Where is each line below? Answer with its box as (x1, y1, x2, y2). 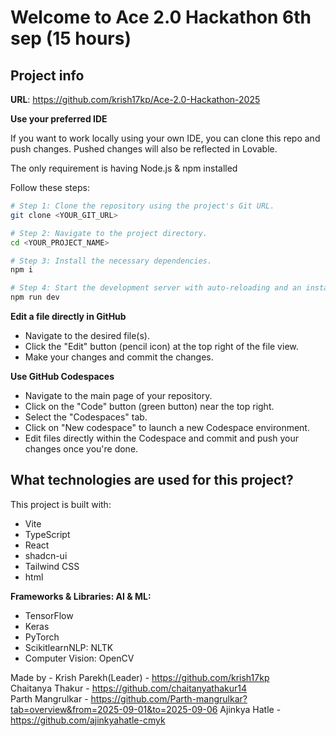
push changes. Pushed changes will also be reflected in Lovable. (10, 143, 278, 155)
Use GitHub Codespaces (10, 371, 115, 382)
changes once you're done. (24, 443, 139, 455)
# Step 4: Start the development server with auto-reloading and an (10, 283, 302, 293)
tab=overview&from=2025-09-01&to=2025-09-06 (10, 703, 218, 715)
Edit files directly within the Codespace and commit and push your (24, 432, 299, 444)
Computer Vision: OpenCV (24, 652, 135, 664)
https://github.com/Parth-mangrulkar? (90, 692, 248, 705)
